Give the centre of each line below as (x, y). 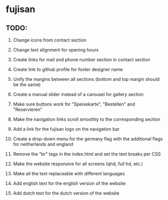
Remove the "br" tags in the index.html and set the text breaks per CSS (87, 154)
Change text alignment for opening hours (56, 50)
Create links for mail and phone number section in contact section (81, 60)
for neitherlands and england (43, 144)
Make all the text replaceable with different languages (69, 173)
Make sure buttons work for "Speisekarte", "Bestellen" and (74, 104)
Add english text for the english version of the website (69, 183)
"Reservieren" (27, 109)
